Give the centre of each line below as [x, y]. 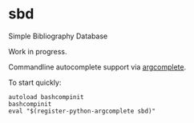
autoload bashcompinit [46, 97]
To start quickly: [35, 82]
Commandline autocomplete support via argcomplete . [97, 67]
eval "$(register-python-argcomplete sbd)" [82, 111]
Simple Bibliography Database [58, 36]
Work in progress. [38, 51]
